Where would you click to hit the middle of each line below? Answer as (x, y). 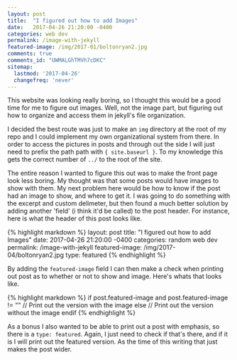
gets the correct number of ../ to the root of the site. (85, 159)
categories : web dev (38, 34)
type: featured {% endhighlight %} (116, 255)
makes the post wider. (40, 349)
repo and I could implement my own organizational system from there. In (114, 137)
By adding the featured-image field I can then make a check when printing (116, 269)
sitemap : (20, 67)
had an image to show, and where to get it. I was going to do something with (119, 196)
